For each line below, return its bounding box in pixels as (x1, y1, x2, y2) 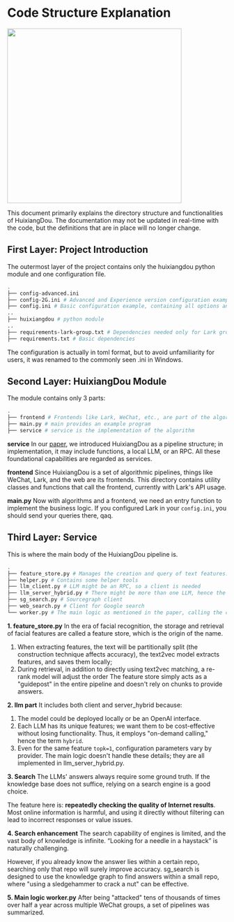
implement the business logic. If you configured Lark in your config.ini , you (7, 504, 227, 512)
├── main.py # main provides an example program (7, 420, 151, 427)
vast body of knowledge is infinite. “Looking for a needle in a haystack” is (7, 836, 218, 844)
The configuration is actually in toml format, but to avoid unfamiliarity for (7, 348, 214, 356)
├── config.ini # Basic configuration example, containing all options (7, 302, 219, 310)
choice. (7, 787, 29, 796)
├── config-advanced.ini (7, 290, 79, 297)
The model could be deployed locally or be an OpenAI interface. (17, 714, 201, 722)
